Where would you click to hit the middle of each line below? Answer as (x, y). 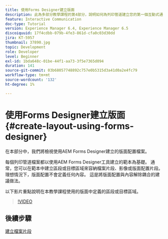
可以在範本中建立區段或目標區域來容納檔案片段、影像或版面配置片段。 (90, 168)
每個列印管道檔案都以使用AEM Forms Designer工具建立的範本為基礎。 (77, 162)
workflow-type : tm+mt (28, 75)
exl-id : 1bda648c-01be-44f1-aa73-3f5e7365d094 (54, 61)
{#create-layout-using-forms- (69, 126)
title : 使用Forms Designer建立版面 (40, 10)
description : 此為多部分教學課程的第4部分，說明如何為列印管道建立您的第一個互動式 (82, 15)
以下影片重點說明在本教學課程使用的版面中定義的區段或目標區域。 (73, 191)
